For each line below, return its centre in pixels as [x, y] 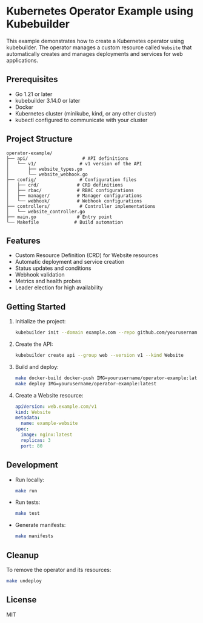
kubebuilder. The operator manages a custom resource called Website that [99, 47]
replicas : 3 [36, 440]
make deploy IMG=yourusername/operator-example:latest [86, 384]
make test [28, 514]
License [22, 600]
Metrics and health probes [48, 281]
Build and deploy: [37, 367]
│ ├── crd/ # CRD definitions [65, 185]
